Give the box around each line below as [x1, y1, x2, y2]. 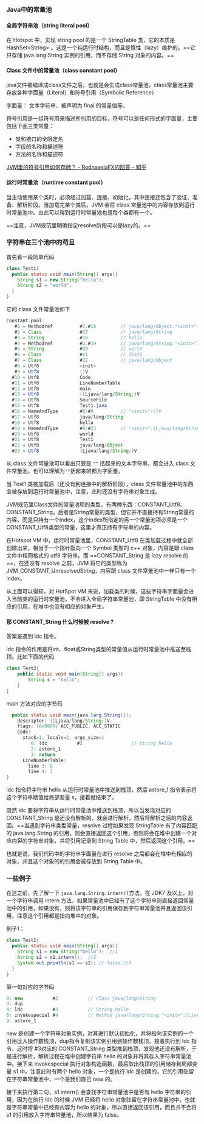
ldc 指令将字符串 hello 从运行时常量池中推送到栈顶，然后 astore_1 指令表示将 [6, 786, 197, 793]
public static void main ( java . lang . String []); [12, 712, 132, 718]
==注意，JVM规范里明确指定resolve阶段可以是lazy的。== [6, 221, 151, 229]
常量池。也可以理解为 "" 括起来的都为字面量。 [11, 467, 124, 475]
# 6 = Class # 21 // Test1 [14, 352, 143, 358]
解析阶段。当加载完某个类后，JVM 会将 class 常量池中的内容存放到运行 [16, 201, 195, 208]
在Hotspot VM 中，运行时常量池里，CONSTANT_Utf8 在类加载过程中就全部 [6, 537, 193, 544]
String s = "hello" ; [28, 677, 80, 683]
